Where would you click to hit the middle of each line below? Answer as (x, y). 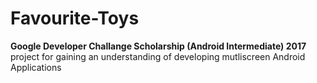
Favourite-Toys (75, 18)
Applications (36, 67)
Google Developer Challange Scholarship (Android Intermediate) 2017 (158, 46)
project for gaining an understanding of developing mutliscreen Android (158, 56)
